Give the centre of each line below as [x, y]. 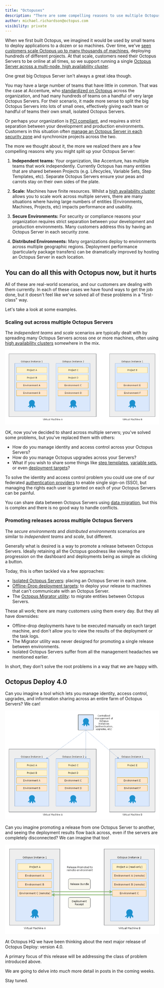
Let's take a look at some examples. [41, 309]
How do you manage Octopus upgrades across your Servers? [74, 457]
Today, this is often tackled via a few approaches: [55, 571]
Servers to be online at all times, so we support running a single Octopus [78, 61]
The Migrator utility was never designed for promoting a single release [83, 641]
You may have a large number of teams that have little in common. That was [81, 85]
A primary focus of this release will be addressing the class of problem [76, 956]
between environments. [36, 646]
